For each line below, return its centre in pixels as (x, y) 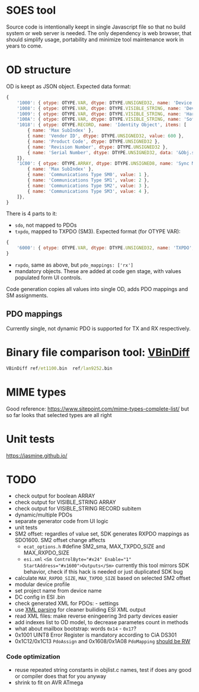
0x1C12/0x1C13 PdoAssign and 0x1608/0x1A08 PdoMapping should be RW (102, 641)
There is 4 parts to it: (32, 214)
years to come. (24, 46)
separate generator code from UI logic (61, 521)
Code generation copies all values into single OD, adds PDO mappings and (97, 289)
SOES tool (31, 10)
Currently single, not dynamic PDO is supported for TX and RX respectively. (98, 328)
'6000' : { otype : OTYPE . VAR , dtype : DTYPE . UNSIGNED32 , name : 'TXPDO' (105, 248)
